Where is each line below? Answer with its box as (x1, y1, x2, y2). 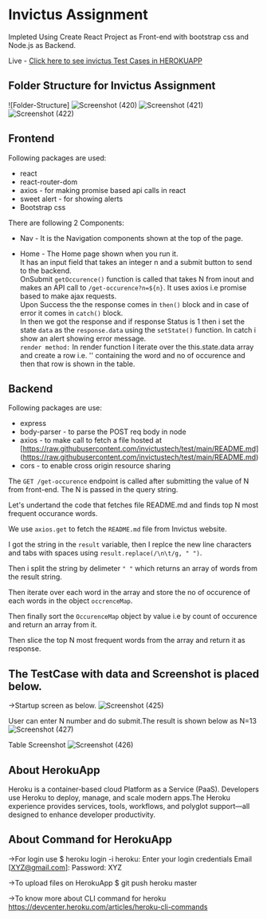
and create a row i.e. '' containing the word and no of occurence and (19, 350, 245, 360)
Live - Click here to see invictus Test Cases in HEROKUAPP (8, 56, 203, 65)
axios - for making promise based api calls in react (19, 185, 187, 195)
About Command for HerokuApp (8, 833, 173, 846)
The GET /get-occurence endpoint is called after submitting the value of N (8, 476, 249, 486)
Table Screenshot (8, 740, 66, 750)
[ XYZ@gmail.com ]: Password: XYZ (8, 862, 122, 872)
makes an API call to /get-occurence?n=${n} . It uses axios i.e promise (19, 282, 247, 292)
